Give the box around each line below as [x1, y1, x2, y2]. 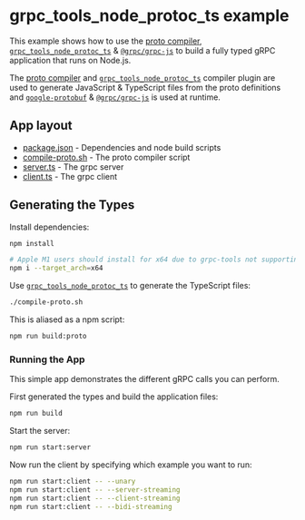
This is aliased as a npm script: [9, 314, 125, 325]
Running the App [9, 353, 85, 366]
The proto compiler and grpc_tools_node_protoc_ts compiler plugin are [9, 72, 276, 83]
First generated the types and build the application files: [9, 391, 219, 402]
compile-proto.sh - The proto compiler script [22, 152, 191, 162]
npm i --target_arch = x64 [9, 264, 103, 273]
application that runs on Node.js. [9, 54, 132, 65]
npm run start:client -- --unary [9, 476, 136, 486]
